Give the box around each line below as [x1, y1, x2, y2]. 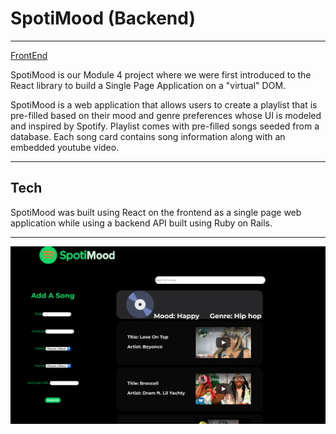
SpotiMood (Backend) [10, 7, 196, 30]
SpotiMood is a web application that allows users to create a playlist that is [10, 98, 318, 111]
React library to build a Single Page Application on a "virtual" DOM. [10, 79, 287, 91]
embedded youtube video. [10, 141, 120, 153]
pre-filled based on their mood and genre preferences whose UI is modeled [10, 109, 322, 121]
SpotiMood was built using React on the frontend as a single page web [10, 206, 302, 218]
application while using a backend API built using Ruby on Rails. [10, 217, 273, 229]
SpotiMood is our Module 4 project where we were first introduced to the [10, 68, 312, 81]
